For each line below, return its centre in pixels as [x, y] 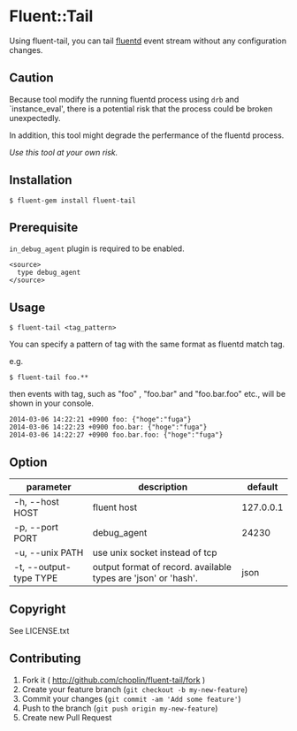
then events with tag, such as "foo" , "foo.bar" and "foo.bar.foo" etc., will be [147, 394]
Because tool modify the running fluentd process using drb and [124, 99]
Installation [41, 180]
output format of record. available [162, 567]
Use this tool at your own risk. [64, 152]
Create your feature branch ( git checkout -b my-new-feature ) [135, 689]
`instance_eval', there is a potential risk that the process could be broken [141, 109]
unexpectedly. [35, 118]
